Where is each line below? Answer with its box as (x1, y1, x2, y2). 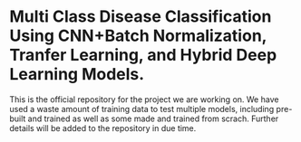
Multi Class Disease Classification (9, 6, 272, 27)
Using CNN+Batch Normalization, (9, 25, 267, 46)
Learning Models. (9, 64, 145, 85)
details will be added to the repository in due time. (9, 122, 197, 133)
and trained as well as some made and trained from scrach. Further (27, 113, 279, 124)
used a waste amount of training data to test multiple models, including (9, 103, 275, 114)
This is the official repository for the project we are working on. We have (9, 93, 279, 105)
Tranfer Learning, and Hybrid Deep (9, 45, 277, 65)
